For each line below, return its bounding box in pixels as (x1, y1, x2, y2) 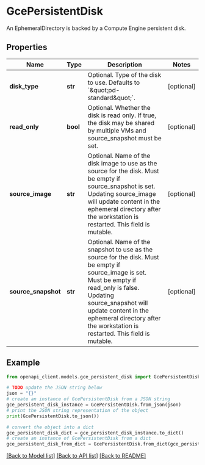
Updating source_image (87, 189, 156, 198)
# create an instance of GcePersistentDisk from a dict (6, 435, 151, 442)
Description (107, 60, 142, 68)
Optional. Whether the (87, 103, 151, 112)
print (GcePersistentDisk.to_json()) (6, 413, 99, 419)
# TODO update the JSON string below (6, 384, 103, 391)
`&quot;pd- (87, 85, 120, 94)
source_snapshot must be (87, 134, 162, 142)
